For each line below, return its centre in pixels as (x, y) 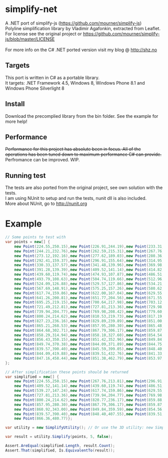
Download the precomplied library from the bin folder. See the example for (82, 116)
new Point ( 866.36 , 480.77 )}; (43, 419)
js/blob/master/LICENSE (30, 39)
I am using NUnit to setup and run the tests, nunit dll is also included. (76, 198)
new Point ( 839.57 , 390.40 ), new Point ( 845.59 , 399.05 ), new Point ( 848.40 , (89, 349)
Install (15, 104)
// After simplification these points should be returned (67, 372)
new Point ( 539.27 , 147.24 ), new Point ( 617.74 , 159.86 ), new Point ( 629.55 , (89, 391)
